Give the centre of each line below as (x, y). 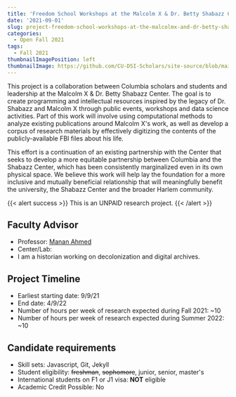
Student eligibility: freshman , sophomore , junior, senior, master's (111, 372)
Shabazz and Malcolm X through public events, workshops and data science (118, 108)
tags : (15, 46)
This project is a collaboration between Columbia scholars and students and (117, 86)
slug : (15, 27)
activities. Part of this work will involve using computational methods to (110, 116)
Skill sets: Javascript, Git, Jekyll (63, 365)
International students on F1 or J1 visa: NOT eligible (92, 379)
